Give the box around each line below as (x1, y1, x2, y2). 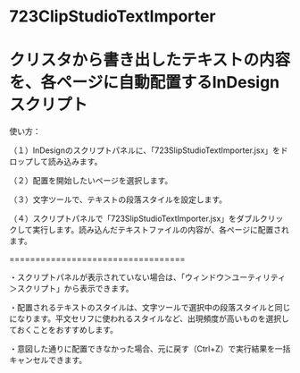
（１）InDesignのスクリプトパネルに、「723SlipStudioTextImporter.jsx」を (9, 145, 281, 156)
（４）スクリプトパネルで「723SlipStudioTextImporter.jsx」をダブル (9, 213, 261, 225)
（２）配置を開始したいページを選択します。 (9, 175, 173, 186)
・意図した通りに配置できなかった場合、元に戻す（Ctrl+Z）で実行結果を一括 (9, 343, 291, 354)
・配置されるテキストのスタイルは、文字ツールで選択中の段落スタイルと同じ (9, 302, 291, 313)
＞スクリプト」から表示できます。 (9, 284, 134, 294)
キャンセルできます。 (9, 355, 87, 366)
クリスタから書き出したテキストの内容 (9, 50, 291, 71)
